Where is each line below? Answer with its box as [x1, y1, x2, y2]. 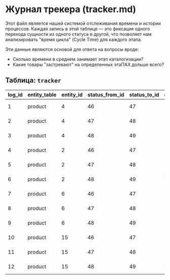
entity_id [61, 91, 83, 98]
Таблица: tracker [5, 76, 62, 85]
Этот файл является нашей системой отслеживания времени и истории [5, 20, 161, 26]
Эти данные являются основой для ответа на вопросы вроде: [5, 46, 139, 52]
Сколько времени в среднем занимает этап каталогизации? [12, 56, 144, 62]
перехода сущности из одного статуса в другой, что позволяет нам [5, 31, 152, 37]
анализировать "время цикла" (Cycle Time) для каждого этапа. [5, 36, 142, 43]
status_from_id [88, 91, 124, 98]
